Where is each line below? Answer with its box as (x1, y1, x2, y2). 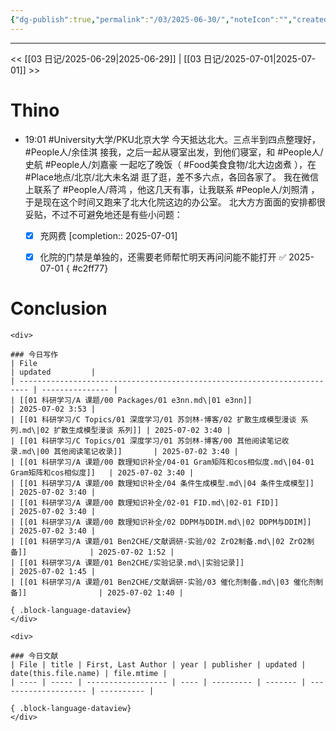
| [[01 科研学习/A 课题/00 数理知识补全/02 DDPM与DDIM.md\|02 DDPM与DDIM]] (10, 517, 312, 527)
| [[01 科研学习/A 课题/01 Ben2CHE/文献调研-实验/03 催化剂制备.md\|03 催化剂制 (10, 577, 324, 587)
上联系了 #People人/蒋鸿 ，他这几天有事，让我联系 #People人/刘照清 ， (24, 183, 320, 195)
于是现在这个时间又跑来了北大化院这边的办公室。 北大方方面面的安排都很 (24, 196, 326, 208)
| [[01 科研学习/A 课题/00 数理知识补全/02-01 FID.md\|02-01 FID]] (10, 497, 280, 508)
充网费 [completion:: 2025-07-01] (39, 229, 178, 241)
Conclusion (10, 297, 108, 320)
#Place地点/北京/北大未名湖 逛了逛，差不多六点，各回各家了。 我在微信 (24, 171, 319, 183)
